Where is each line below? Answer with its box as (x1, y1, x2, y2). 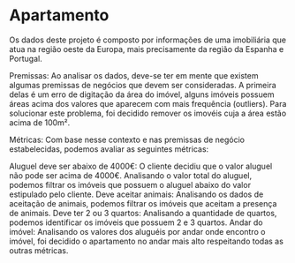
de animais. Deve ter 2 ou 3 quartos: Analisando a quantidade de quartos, (9, 207, 277, 218)
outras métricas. (9, 244, 69, 256)
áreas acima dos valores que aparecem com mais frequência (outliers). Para (9, 98, 287, 109)
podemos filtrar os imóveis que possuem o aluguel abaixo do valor (9, 179, 252, 190)
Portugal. (9, 53, 42, 64)
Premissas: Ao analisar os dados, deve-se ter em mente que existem (9, 70, 259, 80)
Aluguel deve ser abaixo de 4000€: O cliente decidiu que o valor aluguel (9, 161, 273, 171)
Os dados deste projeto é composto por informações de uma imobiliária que (9, 34, 287, 45)
